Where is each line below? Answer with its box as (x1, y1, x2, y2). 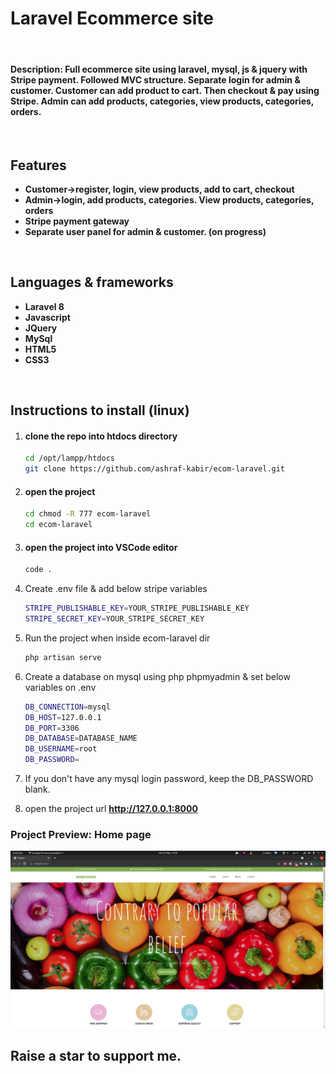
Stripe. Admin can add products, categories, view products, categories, (10, 95, 315, 107)
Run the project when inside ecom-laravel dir (24, 632, 211, 644)
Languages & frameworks (10, 274, 174, 291)
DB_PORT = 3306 (24, 723, 80, 733)
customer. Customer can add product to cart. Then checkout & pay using (10, 84, 320, 96)
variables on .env (24, 681, 97, 693)
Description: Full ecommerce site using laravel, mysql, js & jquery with (10, 63, 308, 75)
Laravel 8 (24, 300, 65, 312)
